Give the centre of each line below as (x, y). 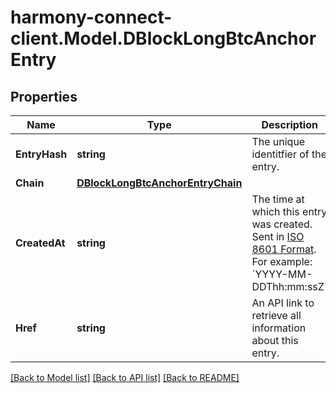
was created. (282, 224)
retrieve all (276, 315)
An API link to (283, 303)
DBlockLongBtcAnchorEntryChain (159, 183)
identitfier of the (289, 154)
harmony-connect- (91, 17)
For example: (282, 261)
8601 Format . (284, 249)
